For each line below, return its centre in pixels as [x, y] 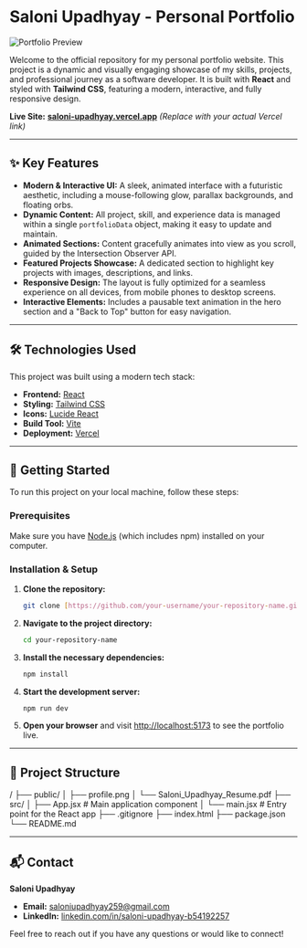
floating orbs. [48, 205]
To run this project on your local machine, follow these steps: [124, 492]
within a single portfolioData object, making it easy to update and [147, 224]
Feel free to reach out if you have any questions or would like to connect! [147, 934]
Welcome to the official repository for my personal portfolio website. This [147, 59]
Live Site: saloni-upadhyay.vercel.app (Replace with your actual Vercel [146, 116]
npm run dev [45, 708]
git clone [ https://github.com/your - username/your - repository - [146, 606]
